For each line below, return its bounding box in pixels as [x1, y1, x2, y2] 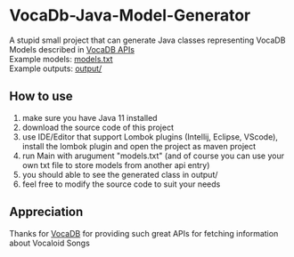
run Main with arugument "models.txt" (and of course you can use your [21, 150, 285, 161]
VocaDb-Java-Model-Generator [9, 5, 251, 26]
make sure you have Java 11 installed [21, 112, 158, 123]
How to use [9, 89, 73, 104]
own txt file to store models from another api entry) [21, 159, 210, 170]
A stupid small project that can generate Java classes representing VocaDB [9, 35, 286, 45]
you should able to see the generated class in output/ [21, 169, 218, 180]
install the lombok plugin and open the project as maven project [21, 141, 257, 151]
